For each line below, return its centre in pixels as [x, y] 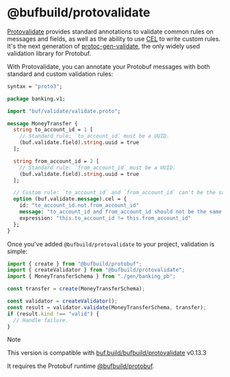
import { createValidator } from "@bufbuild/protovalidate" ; [96, 270]
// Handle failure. [41, 320]
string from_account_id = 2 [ [56, 161]
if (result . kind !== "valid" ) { [53, 314]
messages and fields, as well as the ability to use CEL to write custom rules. [114, 38]
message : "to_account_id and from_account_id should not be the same [121, 212]
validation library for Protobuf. [49, 53]
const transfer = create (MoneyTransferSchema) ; [76, 289]
